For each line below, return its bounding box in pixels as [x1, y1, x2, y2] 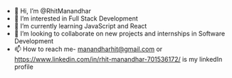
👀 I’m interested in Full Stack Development [14, 14, 139, 23]
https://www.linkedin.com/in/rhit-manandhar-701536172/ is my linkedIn [14, 55, 223, 63]
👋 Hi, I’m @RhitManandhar [14, 7, 91, 15]
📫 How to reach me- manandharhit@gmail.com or [14, 45, 163, 53]
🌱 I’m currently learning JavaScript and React [14, 22, 147, 30]
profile [14, 62, 33, 71]
